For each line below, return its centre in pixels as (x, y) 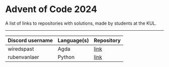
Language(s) (73, 40)
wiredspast (21, 49)
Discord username (30, 40)
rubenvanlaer (23, 57)
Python (66, 57)
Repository (107, 40)
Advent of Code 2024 (51, 9)
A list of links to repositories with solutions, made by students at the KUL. (81, 23)
